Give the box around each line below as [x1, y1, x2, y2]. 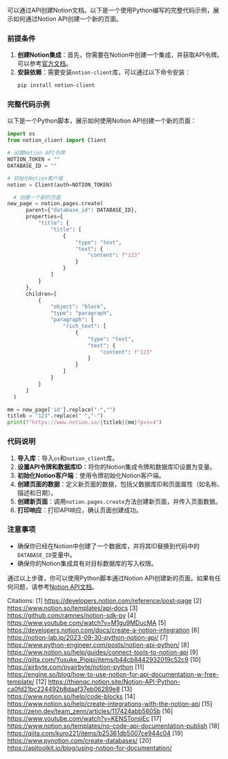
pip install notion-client [17, 82, 95, 89]
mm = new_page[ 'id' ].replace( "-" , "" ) [7, 406, 116, 413]
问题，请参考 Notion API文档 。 [12, 582, 98, 591]
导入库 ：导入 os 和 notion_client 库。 [17, 453, 119, 462]
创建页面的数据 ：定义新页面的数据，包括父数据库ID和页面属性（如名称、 [17, 480, 223, 488]
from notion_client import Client [7, 137, 107, 144]
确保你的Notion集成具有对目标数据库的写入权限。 [17, 559, 158, 567]
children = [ [25, 290, 57, 297]
